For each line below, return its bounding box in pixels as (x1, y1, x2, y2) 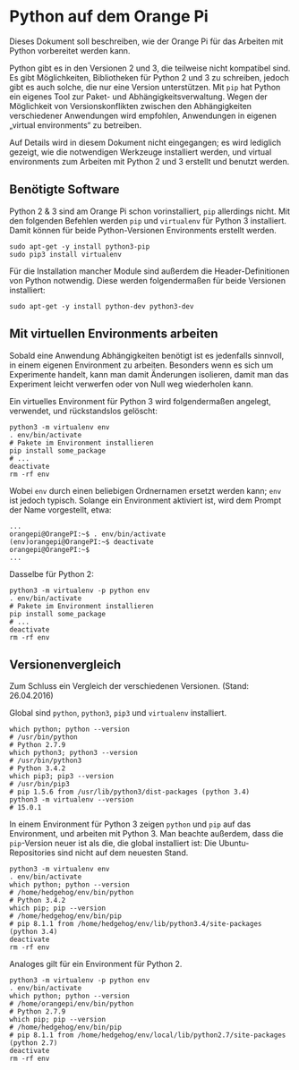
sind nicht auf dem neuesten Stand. (56, 847, 189, 858)
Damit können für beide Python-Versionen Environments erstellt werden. (9, 225, 278, 235)
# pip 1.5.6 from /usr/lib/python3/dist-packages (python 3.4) (9, 787, 251, 797)
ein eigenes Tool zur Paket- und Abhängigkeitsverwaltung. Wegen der (9, 91, 269, 102)
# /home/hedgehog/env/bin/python (9, 888, 134, 897)
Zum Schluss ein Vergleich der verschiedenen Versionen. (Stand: (9, 681, 249, 692)
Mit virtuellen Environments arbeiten (9, 327, 218, 342)
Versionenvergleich (9, 657, 122, 672)
